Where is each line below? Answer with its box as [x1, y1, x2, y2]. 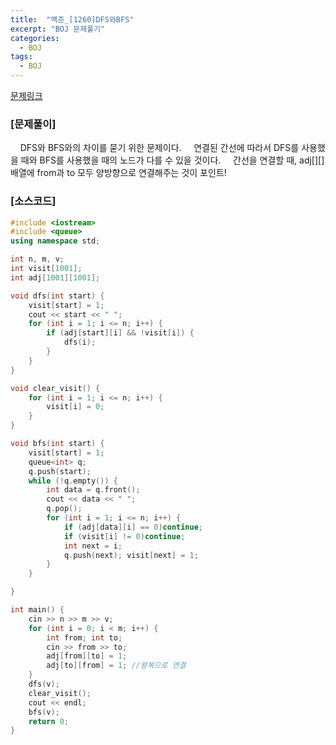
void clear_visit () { [10, 383, 101, 393]
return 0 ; [28, 716, 70, 726]
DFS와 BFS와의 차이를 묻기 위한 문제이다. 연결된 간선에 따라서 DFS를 [19, 142, 300, 154]
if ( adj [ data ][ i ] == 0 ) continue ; [63, 522, 204, 532]
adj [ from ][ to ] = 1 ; [46, 651, 128, 661]
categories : [10, 33, 60, 43]
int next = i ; [63, 541, 123, 551]
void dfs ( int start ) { [10, 291, 105, 301]
